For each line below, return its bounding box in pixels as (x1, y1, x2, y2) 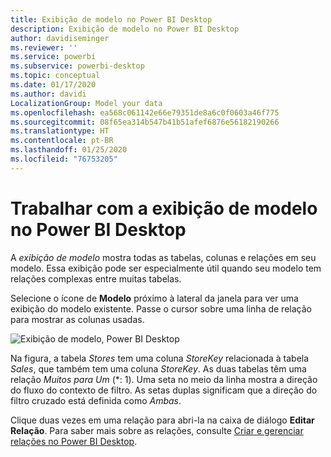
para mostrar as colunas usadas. (10, 313, 145, 325)
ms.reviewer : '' (10, 42, 78, 53)
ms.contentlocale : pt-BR (10, 136, 114, 146)
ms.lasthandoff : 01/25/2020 (10, 145, 128, 155)
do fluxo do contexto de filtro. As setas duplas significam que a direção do (10, 384, 318, 396)
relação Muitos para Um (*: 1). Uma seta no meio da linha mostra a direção (10, 373, 318, 385)
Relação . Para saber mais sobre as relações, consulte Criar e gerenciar (10, 424, 304, 436)
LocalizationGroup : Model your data (10, 98, 163, 108)
